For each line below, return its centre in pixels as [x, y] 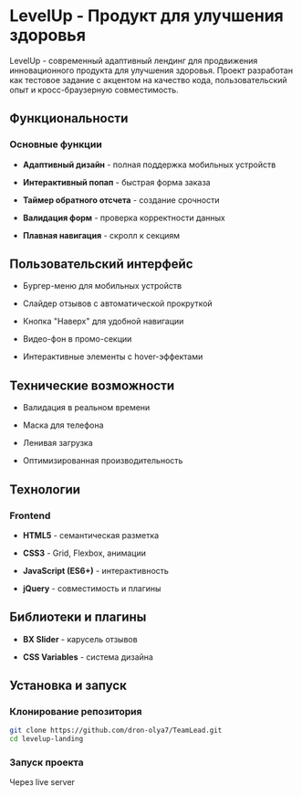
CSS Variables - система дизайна [88, 657]
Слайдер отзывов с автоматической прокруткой [117, 303]
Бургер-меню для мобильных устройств [102, 286]
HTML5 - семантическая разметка [91, 535]
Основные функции [56, 144]
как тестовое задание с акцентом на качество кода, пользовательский [148, 80]
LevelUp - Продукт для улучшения [147, 16]
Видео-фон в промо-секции [77, 339]
